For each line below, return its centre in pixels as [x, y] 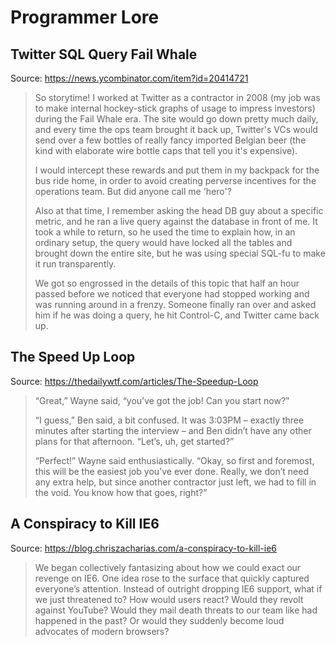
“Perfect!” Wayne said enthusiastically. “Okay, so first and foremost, [174, 460]
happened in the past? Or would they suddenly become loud [159, 620]
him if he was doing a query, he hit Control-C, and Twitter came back [177, 315]
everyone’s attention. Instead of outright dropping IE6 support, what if [178, 588]
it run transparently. [75, 264]
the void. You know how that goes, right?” [121, 492]
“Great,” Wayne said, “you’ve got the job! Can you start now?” [162, 400]
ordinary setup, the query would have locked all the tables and [163, 242]
